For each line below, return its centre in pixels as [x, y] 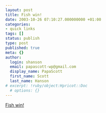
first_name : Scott [30, 76]
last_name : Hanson [30, 81]
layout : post [19, 10]
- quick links [20, 29]
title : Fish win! [24, 15]
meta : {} [15, 52]
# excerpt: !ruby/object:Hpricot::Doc [46, 86]
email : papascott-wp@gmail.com [43, 67]
